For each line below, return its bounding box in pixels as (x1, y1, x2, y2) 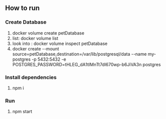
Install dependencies (5, 74, 57, 80)
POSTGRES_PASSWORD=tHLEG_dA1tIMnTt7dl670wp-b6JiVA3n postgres (12, 61, 161, 67)
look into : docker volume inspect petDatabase (12, 40, 108, 46)
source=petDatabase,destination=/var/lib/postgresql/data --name (12, 51, 147, 57)
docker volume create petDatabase (12, 30, 85, 36)
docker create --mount (12, 45, 59, 51)
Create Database (5, 19, 47, 26)
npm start (12, 109, 32, 115)
